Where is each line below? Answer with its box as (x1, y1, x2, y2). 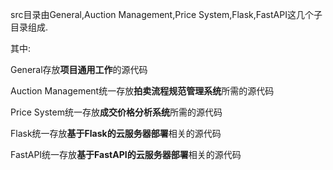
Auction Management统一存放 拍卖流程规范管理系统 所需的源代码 (10, 85, 275, 97)
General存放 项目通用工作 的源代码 (10, 64, 148, 75)
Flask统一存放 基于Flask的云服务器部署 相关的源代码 (10, 128, 222, 139)
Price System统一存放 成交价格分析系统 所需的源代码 (10, 106, 223, 118)
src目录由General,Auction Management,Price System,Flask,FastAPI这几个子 (10, 9, 323, 20)
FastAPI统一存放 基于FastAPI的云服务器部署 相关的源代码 (10, 149, 242, 160)
